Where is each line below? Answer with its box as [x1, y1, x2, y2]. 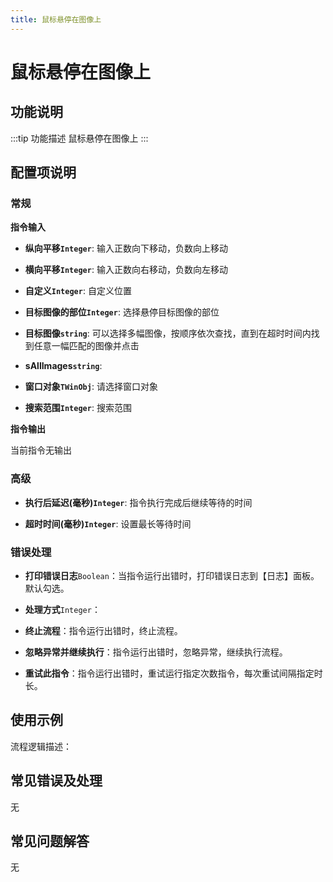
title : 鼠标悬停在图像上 [10, 14, 102, 25]
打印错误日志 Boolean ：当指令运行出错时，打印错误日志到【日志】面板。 [24, 569, 320, 581]
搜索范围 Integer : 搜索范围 [24, 402, 132, 414]
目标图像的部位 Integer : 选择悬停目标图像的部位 [24, 306, 220, 318]
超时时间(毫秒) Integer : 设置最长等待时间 [24, 517, 192, 530]
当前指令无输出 [10, 444, 72, 456]
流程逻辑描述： [10, 740, 72, 752]
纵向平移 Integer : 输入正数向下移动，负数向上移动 [24, 242, 228, 255]
